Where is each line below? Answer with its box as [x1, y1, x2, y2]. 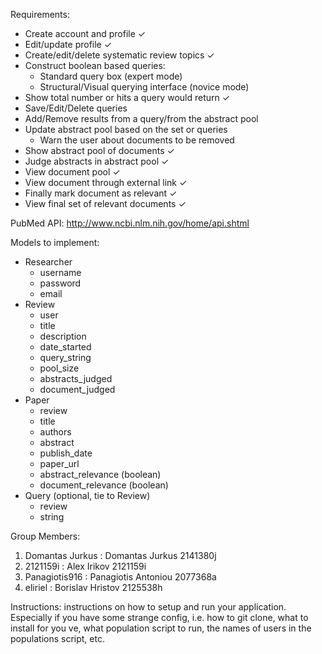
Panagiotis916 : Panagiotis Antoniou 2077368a [24, 571, 217, 583]
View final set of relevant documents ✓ [24, 198, 187, 209]
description [39, 330, 87, 342]
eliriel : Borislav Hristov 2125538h [24, 582, 163, 593]
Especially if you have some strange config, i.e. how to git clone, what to [10, 612, 309, 623]
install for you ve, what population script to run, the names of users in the [10, 622, 312, 634]
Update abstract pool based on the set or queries [24, 124, 228, 135]
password [39, 277, 82, 289]
